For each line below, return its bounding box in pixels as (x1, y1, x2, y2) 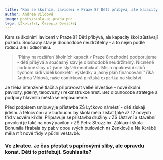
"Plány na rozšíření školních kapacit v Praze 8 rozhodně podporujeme (17, 54, 157, 60)
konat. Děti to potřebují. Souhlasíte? (5, 149, 91, 156)
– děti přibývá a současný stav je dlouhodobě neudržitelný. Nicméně (17, 59, 154, 65)
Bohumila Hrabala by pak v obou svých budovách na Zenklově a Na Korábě (5, 125, 156, 131)
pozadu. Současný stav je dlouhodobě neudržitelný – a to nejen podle (5, 40, 145, 46)
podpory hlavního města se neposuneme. (5, 95, 89, 101)
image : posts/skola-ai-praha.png (5, 16, 73, 21)
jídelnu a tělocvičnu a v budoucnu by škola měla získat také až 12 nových (5, 110, 151, 115)
